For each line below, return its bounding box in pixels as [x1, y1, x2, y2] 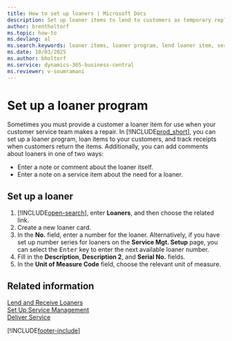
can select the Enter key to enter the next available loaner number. [17, 246, 209, 254]
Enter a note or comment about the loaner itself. [17, 163, 153, 171]
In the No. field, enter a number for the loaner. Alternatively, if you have [17, 231, 220, 239]
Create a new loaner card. [17, 224, 92, 232]
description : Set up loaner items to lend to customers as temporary [7, 17, 212, 23]
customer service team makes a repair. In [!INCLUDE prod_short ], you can [7, 128, 216, 136]
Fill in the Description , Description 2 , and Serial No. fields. [17, 253, 186, 261]
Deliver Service [7, 313, 51, 322]
